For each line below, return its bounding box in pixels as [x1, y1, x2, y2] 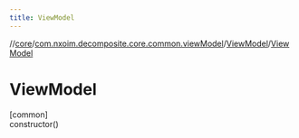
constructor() [9, 118, 59, 129]
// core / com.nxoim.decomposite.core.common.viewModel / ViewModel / [9, 38, 272, 49]
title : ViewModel [9, 13, 75, 23]
